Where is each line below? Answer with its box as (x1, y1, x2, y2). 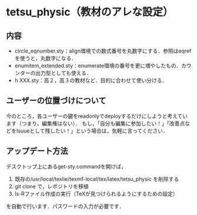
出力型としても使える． (35, 70, 92, 77)
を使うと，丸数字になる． (14, 55, 77, 62)
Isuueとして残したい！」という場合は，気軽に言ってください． (16, 127, 169, 134)
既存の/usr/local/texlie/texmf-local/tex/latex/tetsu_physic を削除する (14, 175, 179, 183)
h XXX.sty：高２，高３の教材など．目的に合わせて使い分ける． (14, 77, 168, 84)
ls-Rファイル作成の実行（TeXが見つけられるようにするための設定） (14, 190, 178, 197)
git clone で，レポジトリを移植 (14, 183, 89, 190)
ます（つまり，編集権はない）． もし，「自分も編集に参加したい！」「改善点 (6, 120, 185, 127)
